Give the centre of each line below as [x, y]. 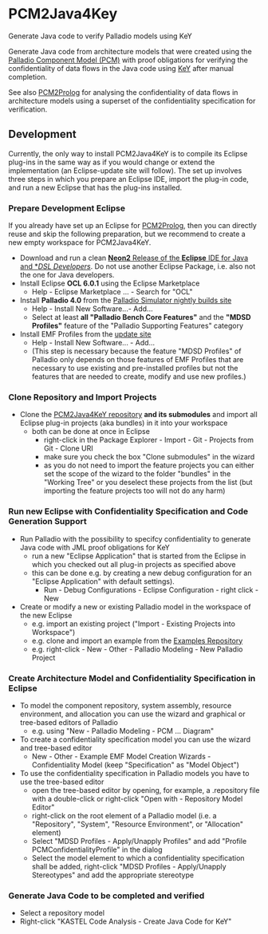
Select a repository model [62, 913]
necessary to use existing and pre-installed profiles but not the [135, 368]
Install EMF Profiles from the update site [85, 334]
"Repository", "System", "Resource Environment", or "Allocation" [138, 824]
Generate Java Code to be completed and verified [106, 896]
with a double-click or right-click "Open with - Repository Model [137, 798]
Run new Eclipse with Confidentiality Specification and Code [128, 511]
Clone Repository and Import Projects [83, 397]
